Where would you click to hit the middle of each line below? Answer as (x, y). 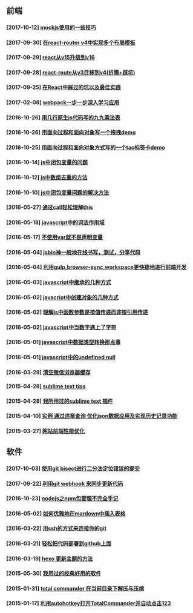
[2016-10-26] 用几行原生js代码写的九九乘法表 (64, 118)
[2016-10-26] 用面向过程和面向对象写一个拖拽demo (71, 133)
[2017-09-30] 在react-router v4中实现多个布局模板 (71, 42)
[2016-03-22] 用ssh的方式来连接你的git (57, 528)
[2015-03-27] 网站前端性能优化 (46, 431)
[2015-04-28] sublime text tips (46, 386)
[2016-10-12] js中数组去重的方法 (47, 177)
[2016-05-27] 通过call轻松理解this (50, 207)
